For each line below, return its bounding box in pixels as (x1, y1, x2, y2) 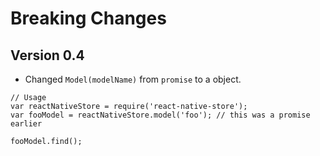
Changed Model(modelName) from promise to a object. (24, 73, 242, 85)
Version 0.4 (10, 47, 85, 64)
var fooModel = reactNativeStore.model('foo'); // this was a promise (10, 110, 311, 120)
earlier (10, 119, 43, 129)
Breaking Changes (10, 7, 167, 30)
